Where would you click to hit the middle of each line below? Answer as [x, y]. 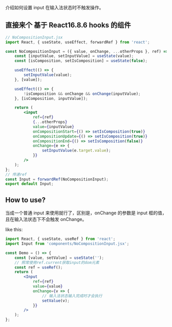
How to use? [26, 200]
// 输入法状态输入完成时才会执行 [72, 296]
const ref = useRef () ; [39, 267]
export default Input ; [29, 184]
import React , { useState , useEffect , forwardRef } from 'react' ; [78, 42]
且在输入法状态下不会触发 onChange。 [46, 219]
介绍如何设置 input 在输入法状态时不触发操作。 [55, 7]
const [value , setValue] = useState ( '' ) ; [59, 258]
